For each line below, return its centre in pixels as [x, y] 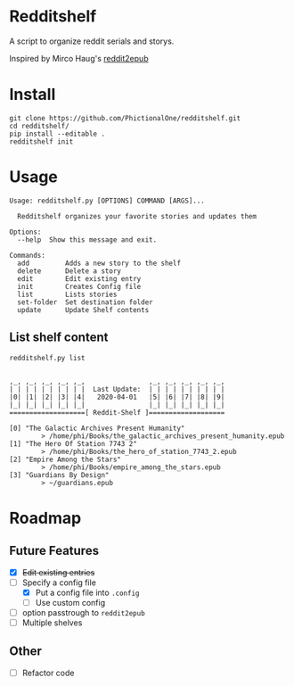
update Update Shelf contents [83, 310]
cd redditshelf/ [39, 126]
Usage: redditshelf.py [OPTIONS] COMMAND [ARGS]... [107, 201]
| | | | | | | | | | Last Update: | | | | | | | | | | [117, 389]
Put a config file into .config [87, 592]
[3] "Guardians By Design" [59, 475]
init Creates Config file [79, 286]
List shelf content [59, 338]
